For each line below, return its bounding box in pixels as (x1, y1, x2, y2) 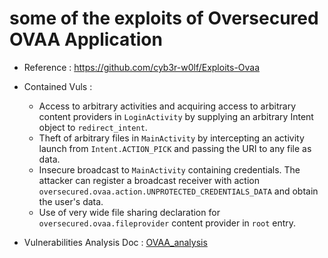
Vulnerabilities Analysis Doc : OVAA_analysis (23, 236, 208, 248)
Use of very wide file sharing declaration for (38, 206, 221, 218)
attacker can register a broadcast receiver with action (38, 174, 260, 186)
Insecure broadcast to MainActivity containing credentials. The (38, 163, 301, 176)
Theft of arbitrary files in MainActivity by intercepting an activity (38, 132, 305, 144)
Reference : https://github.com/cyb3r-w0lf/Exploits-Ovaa (23, 61, 261, 73)
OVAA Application (9, 28, 163, 51)
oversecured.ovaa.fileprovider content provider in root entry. (38, 217, 297, 229)
